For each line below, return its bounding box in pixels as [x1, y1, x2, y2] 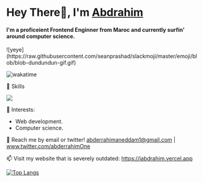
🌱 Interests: [6, 106, 35, 114]
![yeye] [6, 46, 24, 54]
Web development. [15, 118, 63, 125]
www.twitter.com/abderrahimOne [6, 143, 90, 150]
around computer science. [6, 32, 75, 40]
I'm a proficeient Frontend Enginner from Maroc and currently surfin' [6, 26, 185, 33]
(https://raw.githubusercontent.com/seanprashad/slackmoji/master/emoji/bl [6, 53, 197, 60]
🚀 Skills [6, 82, 25, 90]
